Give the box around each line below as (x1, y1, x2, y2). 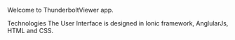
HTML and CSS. (7, 27, 54, 34)
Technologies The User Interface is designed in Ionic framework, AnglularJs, (7, 19, 229, 27)
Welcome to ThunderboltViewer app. (7, 6, 114, 14)
